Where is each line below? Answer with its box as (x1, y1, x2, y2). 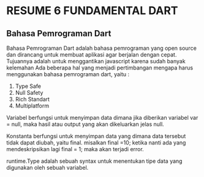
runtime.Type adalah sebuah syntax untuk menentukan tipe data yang (6, 157, 183, 165)
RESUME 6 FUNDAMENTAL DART (6, 4, 179, 18)
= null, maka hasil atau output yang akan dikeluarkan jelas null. (6, 120, 164, 128)
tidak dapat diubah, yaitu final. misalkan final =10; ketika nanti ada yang (6, 139, 186, 146)
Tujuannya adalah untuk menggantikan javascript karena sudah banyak (6, 58, 186, 65)
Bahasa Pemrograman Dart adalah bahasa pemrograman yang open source (6, 44, 197, 52)
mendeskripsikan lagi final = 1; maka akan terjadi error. (6, 146, 144, 152)
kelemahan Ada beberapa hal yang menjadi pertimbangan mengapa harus (6, 64, 194, 71)
